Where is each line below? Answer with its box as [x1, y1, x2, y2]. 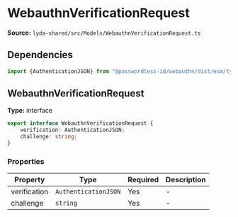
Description [165, 175, 207, 185]
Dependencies [7, 49, 73, 61]
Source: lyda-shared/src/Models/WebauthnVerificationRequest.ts [7, 28, 201, 37]
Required [127, 175, 159, 185]
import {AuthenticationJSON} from [7, 67, 110, 75]
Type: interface [7, 106, 53, 115]
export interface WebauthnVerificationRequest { [7, 120, 154, 127]
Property [13, 175, 45, 185]
